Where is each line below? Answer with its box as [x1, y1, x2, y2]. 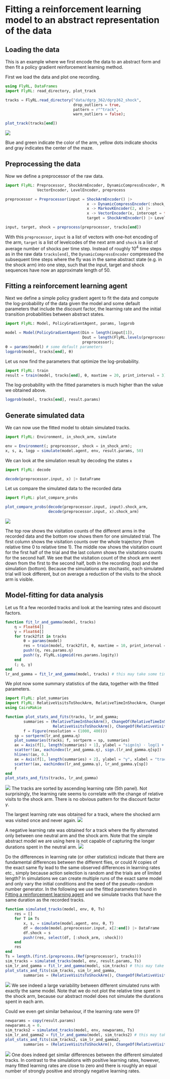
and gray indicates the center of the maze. [5, 145, 94, 151]
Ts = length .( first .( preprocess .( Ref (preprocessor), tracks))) [5, 954, 142, 959]
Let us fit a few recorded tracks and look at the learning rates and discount [5, 604, 161, 610]
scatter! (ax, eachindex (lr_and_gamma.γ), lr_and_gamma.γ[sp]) [14, 761, 148, 766]
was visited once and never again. [5, 817, 77, 824]
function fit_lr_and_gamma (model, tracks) [5, 619, 96, 624]
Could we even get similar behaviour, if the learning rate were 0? [5, 1009, 140, 1015]
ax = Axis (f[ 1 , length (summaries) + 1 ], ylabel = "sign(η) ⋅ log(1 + [14, 742, 164, 748]
